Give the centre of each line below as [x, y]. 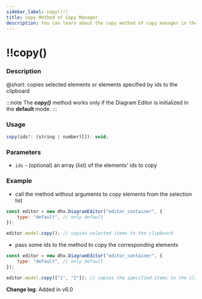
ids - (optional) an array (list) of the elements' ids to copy [86, 165]
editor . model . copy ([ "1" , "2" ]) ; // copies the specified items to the [96, 278]
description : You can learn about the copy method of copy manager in [96, 23]
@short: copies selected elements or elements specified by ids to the [92, 84]
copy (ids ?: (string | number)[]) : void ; [58, 137]
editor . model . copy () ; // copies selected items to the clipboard [90, 234]
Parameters [23, 152]
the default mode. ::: [32, 109]
